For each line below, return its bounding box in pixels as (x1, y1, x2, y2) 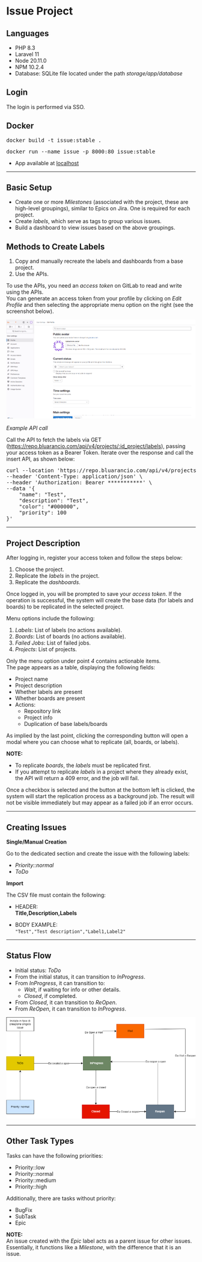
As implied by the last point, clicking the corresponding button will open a (6, 732, 188, 739)
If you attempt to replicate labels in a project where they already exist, (14, 768, 188, 775)
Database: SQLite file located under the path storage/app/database (14, 70, 183, 77)
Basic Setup (6, 183, 52, 193)
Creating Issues (6, 822, 67, 833)
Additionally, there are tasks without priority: (6, 1194, 116, 1202)
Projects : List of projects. (14, 646, 77, 653)
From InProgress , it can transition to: (14, 979, 105, 986)
